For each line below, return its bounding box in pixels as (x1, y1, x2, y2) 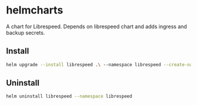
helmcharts (6, 4, 63, 17)
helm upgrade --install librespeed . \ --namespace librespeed (6, 62, 161, 67)
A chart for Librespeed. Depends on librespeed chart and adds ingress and (6, 23, 188, 30)
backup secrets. (6, 29, 45, 36)
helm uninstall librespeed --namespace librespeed (6, 93, 133, 100)
